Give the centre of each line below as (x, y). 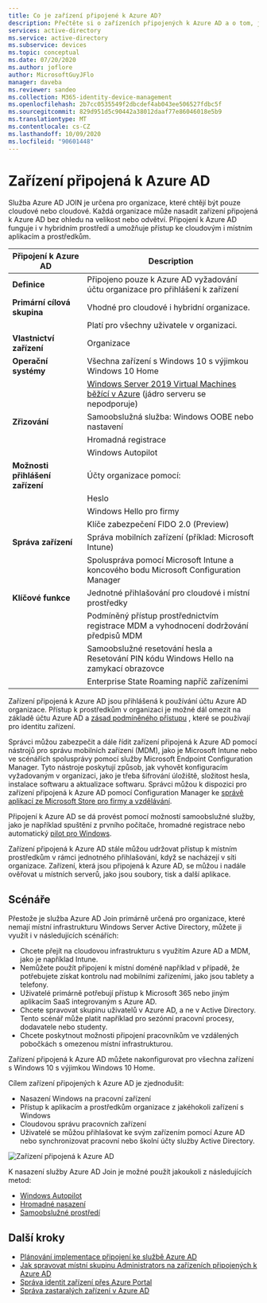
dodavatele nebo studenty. (64, 1027)
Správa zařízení (43, 542)
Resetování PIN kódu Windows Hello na (161, 659)
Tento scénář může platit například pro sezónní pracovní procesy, (127, 1019)
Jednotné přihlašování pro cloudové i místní (168, 593)
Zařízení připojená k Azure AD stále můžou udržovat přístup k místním (123, 849)
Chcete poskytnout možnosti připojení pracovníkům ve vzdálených (129, 1036)
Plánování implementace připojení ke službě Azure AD (108, 1257)
